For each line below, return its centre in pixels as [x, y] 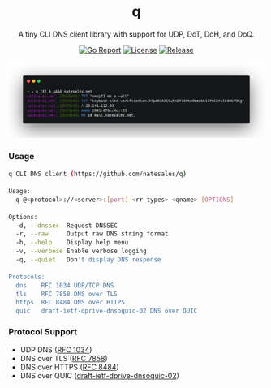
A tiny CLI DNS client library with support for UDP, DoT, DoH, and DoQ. [136, 34]
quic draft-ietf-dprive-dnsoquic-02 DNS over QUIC [107, 311]
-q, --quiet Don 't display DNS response [88, 260]
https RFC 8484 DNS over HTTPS [71, 303]
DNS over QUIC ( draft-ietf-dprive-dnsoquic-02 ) [100, 375]
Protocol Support [43, 332]
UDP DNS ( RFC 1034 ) [56, 349]
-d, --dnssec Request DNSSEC [67, 226]
